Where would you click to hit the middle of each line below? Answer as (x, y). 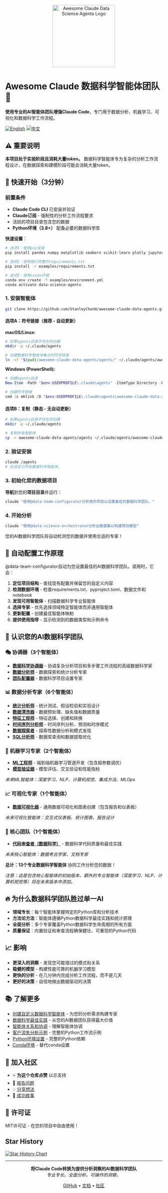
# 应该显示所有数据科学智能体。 (33, 467)
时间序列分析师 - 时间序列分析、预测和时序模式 (61, 724)
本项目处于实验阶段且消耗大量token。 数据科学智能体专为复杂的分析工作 (80, 159)
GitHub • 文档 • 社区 (84, 1185)
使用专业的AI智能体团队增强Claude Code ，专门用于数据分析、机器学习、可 (82, 112)
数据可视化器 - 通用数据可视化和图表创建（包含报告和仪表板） (76, 807)
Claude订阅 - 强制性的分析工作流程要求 (53, 216)
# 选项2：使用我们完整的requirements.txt (45, 262)
